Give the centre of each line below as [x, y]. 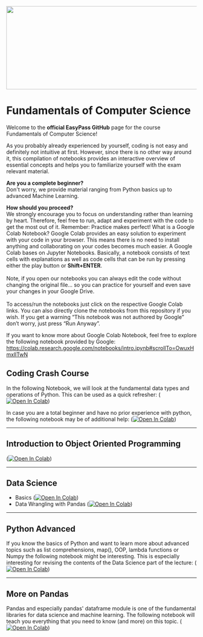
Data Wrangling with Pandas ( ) [74, 504]
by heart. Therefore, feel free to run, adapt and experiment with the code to [100, 220]
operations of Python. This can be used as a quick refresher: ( [84, 394]
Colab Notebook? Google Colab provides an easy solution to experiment [96, 233]
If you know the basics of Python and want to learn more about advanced [98, 543]
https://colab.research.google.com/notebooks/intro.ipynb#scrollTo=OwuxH [100, 348]
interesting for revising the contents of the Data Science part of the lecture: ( [101, 563]
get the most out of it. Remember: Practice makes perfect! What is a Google [101, 226]
